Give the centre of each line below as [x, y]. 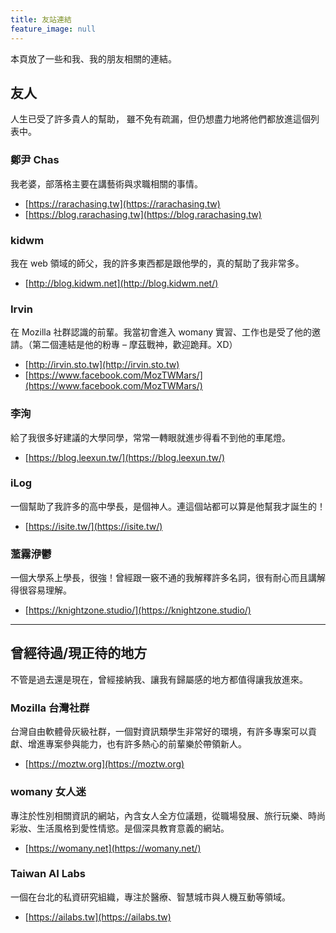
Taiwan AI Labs [48, 874]
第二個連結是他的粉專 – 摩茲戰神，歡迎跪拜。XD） [134, 345]
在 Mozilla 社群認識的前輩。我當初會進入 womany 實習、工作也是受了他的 [161, 332]
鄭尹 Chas [35, 160]
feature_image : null [53, 29]
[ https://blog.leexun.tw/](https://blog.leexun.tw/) [125, 457]
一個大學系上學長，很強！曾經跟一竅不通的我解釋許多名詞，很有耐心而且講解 [168, 578]
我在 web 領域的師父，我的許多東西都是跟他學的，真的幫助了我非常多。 [157, 263]
